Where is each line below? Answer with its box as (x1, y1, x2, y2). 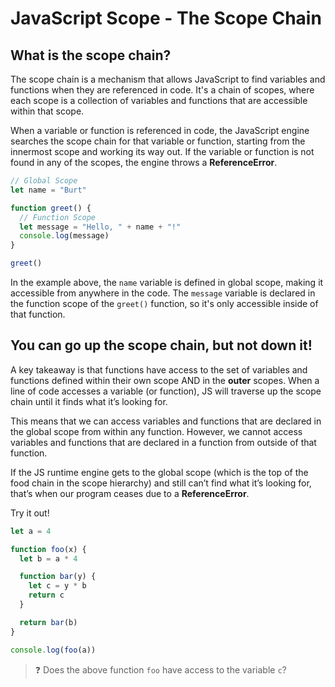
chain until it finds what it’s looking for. (10, 395, 168, 407)
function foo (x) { (10, 544, 87, 554)
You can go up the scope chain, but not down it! (10, 337, 313, 354)
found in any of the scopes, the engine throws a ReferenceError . (10, 157, 278, 168)
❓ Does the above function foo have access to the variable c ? (34, 663, 287, 676)
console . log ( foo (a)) (10, 645, 97, 655)
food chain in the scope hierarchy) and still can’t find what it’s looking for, (10, 477, 312, 489)
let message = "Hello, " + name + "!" (19, 222, 182, 232)
